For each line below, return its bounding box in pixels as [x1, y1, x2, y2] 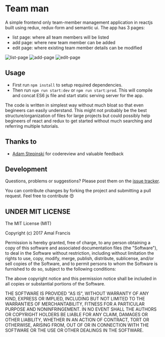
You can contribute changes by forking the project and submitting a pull [5, 188, 152, 194]
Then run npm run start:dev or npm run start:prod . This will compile [12, 87, 153, 93]
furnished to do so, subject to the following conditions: [5, 266, 116, 272]
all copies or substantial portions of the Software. [5, 281, 105, 287]
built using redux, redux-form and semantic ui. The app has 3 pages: [5, 24, 145, 30]
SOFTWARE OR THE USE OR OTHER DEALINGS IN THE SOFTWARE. [5, 328, 144, 334]
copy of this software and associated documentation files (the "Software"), [5, 245, 158, 251]
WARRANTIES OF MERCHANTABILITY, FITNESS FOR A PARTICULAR [5, 301, 145, 307]
